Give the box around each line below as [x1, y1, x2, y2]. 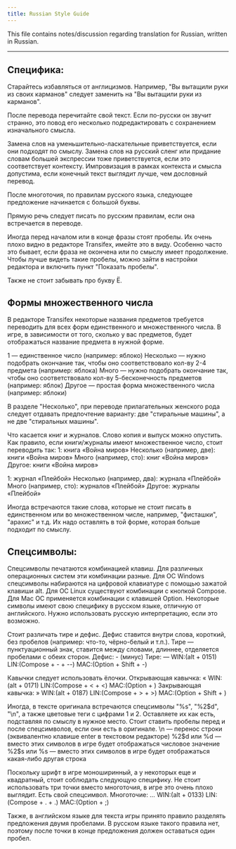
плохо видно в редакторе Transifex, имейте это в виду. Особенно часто [7, 240, 223, 249]
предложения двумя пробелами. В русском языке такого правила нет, [7, 819, 220, 828]
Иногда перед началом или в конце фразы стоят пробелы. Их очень [7, 233, 212, 241]
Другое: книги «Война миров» [7, 461, 98, 469]
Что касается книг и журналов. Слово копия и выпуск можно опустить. [7, 431, 223, 439]
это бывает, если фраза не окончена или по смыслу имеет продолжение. [7, 247, 228, 257]
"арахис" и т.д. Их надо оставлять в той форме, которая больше [7, 518, 200, 526]
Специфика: [7, 64, 65, 76]
